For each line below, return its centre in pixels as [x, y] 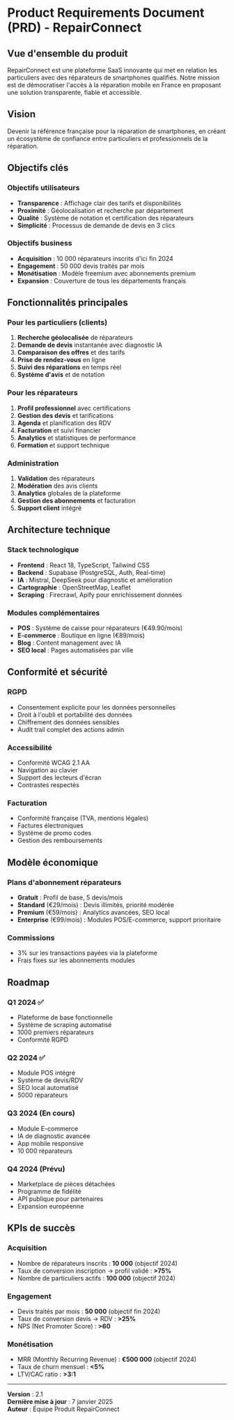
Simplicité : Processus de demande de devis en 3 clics [96, 225]
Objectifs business [40, 244]
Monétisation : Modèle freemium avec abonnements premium [107, 273]
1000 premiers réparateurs [55, 1032]
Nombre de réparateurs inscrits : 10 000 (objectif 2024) [97, 1263]
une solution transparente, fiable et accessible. [75, 92]
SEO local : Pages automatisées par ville [75, 650]
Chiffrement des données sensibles [68, 722]
